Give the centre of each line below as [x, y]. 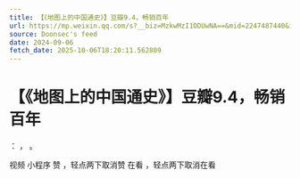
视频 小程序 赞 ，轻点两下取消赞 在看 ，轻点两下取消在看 [112, 165]
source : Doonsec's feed [54, 34]
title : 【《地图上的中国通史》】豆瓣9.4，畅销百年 [89, 17]
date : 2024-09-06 [42, 42]
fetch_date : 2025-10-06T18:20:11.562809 [86, 51]
